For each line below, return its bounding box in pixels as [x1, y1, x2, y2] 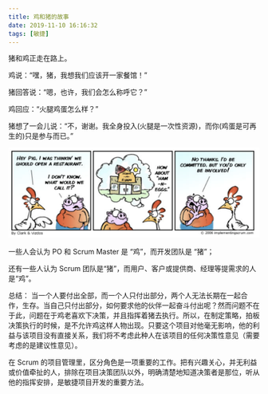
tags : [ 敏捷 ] [8, 30, 49, 37]
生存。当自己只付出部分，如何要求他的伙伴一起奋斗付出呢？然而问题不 [22, 301, 253, 310]
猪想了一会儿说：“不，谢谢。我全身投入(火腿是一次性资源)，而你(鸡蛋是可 [8, 121, 250, 131]
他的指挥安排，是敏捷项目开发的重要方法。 [8, 377, 148, 387]
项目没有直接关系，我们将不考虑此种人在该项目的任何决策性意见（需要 [29, 331, 260, 340]
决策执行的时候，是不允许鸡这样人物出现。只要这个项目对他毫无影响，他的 [8, 321, 253, 330]
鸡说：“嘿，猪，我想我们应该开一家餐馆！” [8, 70, 148, 80]
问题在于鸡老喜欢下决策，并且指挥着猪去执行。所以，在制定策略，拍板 [29, 311, 260, 320]
